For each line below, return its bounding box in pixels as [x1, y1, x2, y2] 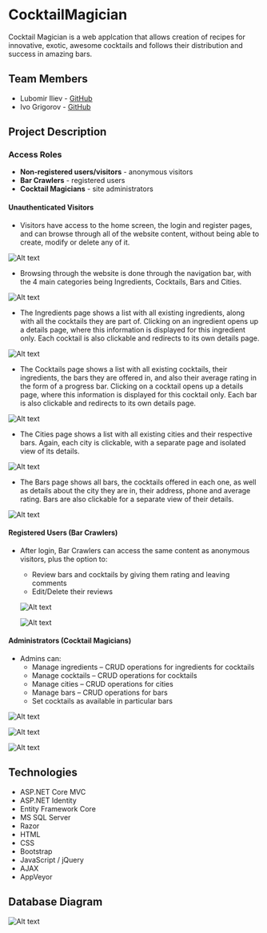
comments [31, 578, 67, 588]
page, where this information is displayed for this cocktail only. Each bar [19, 389, 257, 399]
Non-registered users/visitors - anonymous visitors [19, 167, 193, 177]
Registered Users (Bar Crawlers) [8, 528, 118, 537]
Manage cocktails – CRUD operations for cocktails [31, 671, 197, 680]
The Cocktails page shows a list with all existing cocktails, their [19, 364, 228, 373]
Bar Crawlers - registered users [19, 176, 126, 185]
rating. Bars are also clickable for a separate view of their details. [19, 494, 234, 504]
